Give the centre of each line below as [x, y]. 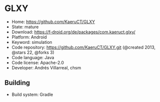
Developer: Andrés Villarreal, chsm [46, 67]
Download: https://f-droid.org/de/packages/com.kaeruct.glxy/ [73, 32]
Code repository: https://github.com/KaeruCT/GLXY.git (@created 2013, [83, 47]
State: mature [25, 26]
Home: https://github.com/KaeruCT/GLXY [53, 22]
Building [17, 83]
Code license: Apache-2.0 [38, 63]
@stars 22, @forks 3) [33, 52]
